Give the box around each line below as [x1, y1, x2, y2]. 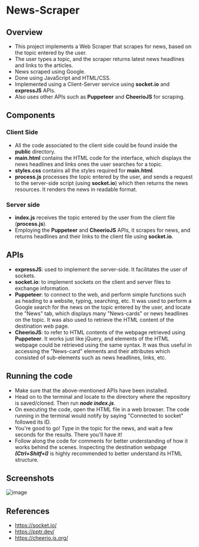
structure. [14, 456, 39, 463]
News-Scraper [6, 4, 80, 17]
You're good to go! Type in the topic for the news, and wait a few [14, 424, 173, 431]
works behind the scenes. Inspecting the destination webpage [14, 443, 167, 450]
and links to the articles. [14, 62, 73, 69]
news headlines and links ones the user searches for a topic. [14, 161, 163, 168]
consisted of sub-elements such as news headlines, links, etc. [14, 354, 167, 361]
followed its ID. [14, 418, 52, 426]
